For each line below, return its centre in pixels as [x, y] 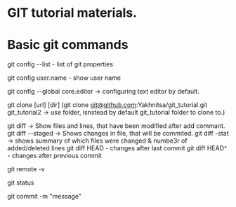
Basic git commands [68, 45]
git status [21, 183]
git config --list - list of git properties [60, 64]
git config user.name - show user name [64, 78]
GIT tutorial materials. [72, 13]
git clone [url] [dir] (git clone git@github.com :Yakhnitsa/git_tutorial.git [107, 105]
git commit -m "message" [45, 197]
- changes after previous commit [54, 156]
